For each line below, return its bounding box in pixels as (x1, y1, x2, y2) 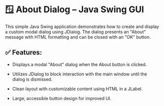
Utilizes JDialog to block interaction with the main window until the (12, 71, 147, 77)
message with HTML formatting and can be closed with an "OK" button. (5, 34, 151, 40)
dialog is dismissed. (12, 76, 53, 82)
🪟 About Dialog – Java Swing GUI (5, 4, 144, 15)
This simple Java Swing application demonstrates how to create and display (5, 23, 159, 30)
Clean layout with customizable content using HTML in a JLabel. (12, 86, 143, 92)
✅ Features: (5, 48, 42, 57)
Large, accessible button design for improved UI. (12, 95, 112, 101)
